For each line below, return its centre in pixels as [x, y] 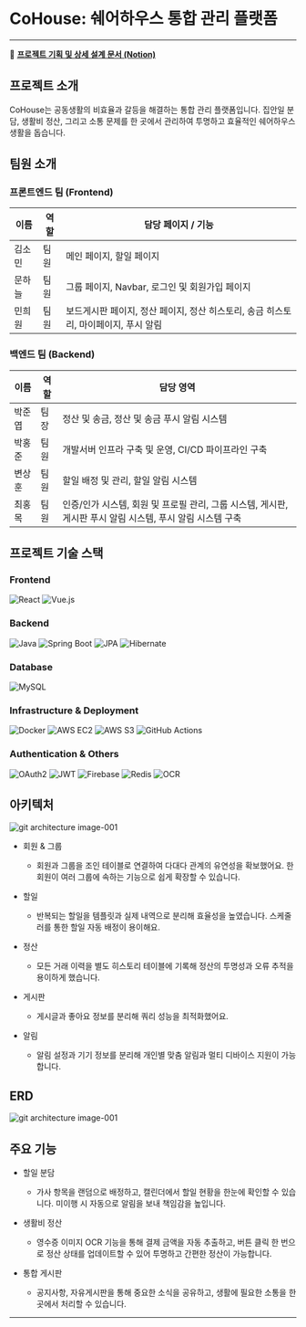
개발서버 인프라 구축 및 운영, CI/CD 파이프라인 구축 [165, 449]
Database [31, 667]
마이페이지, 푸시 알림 [120, 325]
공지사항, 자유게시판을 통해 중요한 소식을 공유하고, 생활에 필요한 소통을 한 [166, 1292]
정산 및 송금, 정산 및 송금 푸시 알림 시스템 [145, 418]
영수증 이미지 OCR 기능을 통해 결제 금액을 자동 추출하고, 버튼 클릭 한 [158, 1242]
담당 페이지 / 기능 [179, 225]
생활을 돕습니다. [38, 132]
